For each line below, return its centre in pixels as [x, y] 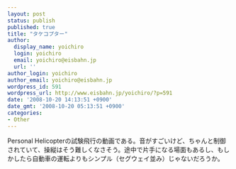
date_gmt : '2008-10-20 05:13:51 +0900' [66, 107]
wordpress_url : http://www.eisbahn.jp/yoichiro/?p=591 [90, 93]
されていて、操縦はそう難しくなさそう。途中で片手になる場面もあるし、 [112, 149]
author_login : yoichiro [43, 73]
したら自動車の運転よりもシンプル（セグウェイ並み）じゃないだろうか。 [119, 158]
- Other [19, 119]
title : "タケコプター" [38, 34]
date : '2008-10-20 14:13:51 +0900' [60, 100]
